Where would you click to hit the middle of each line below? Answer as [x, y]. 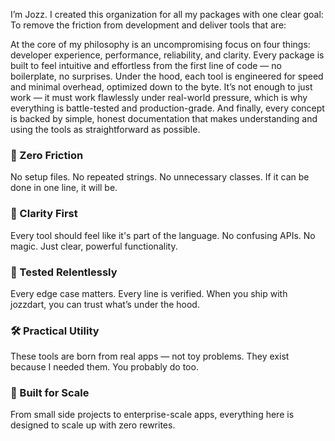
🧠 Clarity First [44, 214]
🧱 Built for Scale [50, 393]
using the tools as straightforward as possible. [105, 129]
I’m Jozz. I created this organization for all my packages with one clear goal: [167, 14]
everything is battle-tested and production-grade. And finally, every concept [167, 108]
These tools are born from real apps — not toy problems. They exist [150, 356]
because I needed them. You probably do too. [104, 367]
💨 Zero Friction [47, 155]
